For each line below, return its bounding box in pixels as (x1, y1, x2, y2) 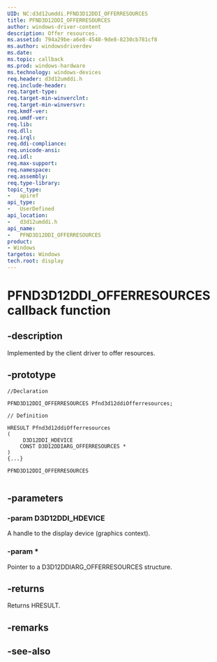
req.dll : (7, 127, 33, 134)
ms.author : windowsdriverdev (7, 43, 92, 50)
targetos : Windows (7, 251, 61, 258)
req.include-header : (7, 82, 68, 89)
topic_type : (7, 186, 42, 193)
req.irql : (7, 134, 36, 141)
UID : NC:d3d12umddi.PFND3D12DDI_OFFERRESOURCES (7, 10, 149, 17)
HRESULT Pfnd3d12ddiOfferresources (7, 424, 111, 431)
